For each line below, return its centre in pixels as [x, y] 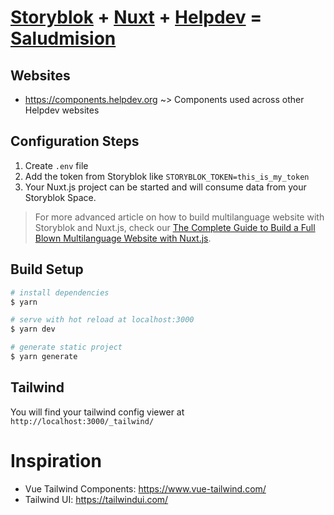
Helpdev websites [62, 110]
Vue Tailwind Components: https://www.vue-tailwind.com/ [145, 488]
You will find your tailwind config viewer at [97, 412]
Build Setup [47, 269]
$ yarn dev [33, 329]
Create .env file [56, 165]
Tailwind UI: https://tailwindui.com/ [96, 499]
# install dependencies [60, 292]
